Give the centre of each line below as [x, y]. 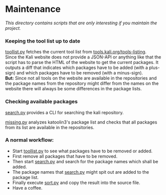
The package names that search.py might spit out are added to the [81, 172]
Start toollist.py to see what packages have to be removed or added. [82, 151]
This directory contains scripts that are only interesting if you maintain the [81, 23]
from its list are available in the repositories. [50, 127]
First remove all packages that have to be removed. [65, 156]
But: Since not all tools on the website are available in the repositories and [81, 78]
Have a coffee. [27, 188]
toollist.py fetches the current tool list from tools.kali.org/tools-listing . [76, 52]
